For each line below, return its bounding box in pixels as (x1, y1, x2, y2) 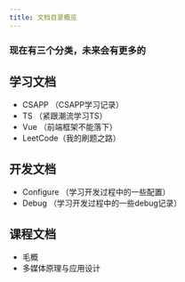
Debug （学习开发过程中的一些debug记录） (21, 197, 182, 209)
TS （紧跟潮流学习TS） (21, 110, 108, 121)
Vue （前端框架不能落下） (21, 122, 117, 133)
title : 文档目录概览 (9, 12, 77, 22)
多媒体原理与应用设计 (21, 262, 101, 273)
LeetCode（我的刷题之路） (21, 133, 121, 143)
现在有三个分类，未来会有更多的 (9, 44, 147, 56)
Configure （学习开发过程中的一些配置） (21, 187, 171, 197)
